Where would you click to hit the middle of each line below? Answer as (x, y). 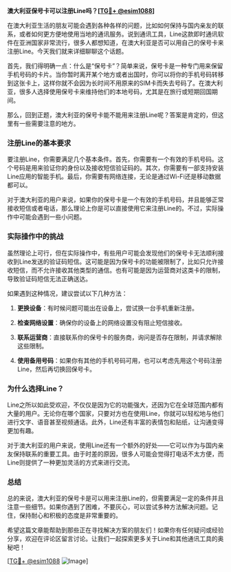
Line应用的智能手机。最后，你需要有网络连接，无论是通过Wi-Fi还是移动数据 (114, 177)
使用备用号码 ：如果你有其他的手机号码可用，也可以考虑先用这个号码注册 (119, 360)
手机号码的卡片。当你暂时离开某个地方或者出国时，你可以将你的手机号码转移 (115, 74)
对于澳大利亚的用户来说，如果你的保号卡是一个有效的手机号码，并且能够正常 (115, 200)
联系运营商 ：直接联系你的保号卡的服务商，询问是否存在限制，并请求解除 (119, 337)
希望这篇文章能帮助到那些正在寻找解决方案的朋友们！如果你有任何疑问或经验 (115, 530)
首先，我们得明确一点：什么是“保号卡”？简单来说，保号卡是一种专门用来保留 (115, 66)
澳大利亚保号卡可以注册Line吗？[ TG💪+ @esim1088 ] (81, 11)
